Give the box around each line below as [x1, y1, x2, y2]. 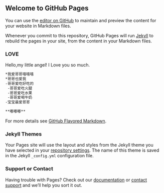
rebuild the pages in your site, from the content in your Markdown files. [5, 38, 152, 44]
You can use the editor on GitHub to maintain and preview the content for [5, 17, 156, 23]
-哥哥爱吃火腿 [7, 86, 33, 91]
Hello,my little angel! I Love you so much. [5, 62, 90, 68]
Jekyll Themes [5, 131, 42, 138]
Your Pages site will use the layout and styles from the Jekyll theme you [5, 142, 154, 148]
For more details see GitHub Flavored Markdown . [5, 118, 107, 124]
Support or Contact [5, 165, 54, 172]
